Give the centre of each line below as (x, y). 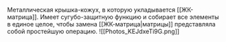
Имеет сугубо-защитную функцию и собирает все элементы (130, 17)
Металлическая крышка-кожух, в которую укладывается (91, 10)
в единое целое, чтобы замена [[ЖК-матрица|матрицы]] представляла (112, 24)
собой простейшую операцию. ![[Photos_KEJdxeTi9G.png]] (93, 31)
